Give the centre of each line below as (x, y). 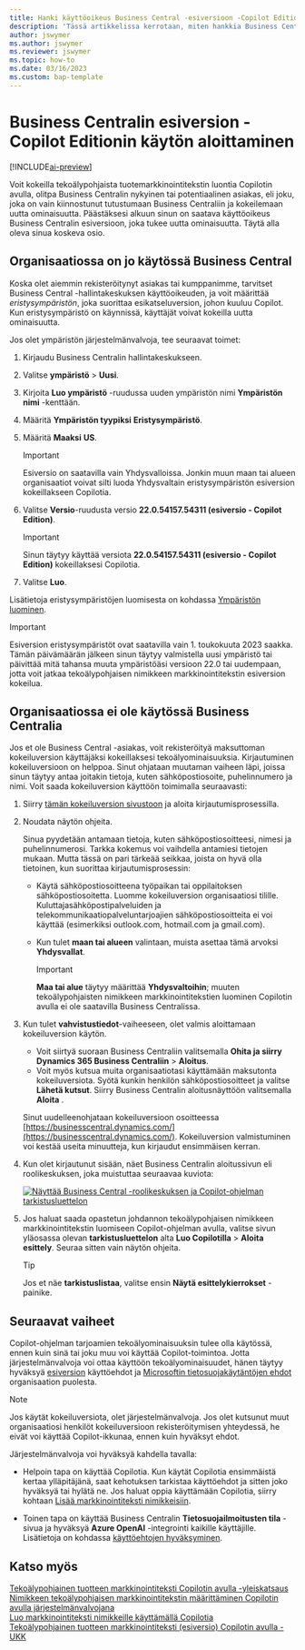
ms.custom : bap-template (56, 77)
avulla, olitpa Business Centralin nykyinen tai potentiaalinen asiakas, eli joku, (152, 194)
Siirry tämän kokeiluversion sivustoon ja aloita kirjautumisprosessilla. (151, 804)
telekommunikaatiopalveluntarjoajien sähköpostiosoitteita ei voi (154, 915)
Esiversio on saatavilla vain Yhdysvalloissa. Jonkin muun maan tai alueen (159, 472)
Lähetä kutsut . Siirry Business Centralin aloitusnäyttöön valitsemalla (164, 1090)
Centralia (36, 726)
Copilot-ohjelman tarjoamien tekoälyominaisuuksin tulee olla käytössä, (141, 1343)
